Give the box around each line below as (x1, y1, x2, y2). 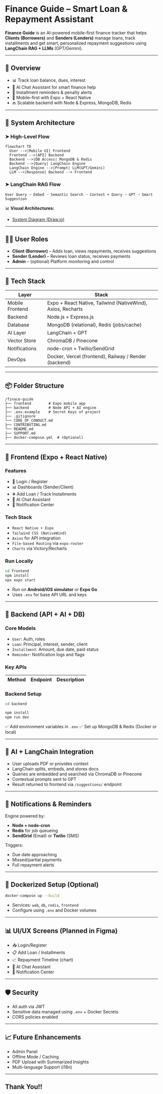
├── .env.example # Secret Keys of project (5, 410, 101, 414)
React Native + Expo (12, 526, 54, 531)
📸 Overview (5, 64, 41, 72)
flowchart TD (5, 144, 32, 149)
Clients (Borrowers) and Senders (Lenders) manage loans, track (5, 35, 136, 41)
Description (56, 676, 84, 683)
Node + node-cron (12, 822, 50, 828)
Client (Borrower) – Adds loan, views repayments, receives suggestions (12, 248, 157, 254)
